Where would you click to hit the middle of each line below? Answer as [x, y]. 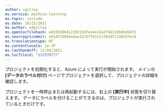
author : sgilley [21, 9]
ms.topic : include [24, 18]
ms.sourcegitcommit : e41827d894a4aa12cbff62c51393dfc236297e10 [71, 37]
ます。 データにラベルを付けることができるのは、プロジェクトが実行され [82, 98]
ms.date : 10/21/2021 [26, 23]
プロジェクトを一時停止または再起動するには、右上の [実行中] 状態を [74, 92]
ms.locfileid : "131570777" [32, 55]
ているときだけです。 [26, 104]
